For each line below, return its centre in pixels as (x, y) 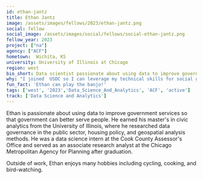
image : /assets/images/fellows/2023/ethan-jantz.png (74, 23)
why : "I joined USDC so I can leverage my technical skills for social (100, 79)
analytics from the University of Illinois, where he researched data (88, 126)
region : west (23, 68)
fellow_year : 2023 (29, 40)
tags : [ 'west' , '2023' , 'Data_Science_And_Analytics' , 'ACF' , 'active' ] (98, 90)
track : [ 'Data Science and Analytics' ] (56, 96)
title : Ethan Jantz (31, 17)
